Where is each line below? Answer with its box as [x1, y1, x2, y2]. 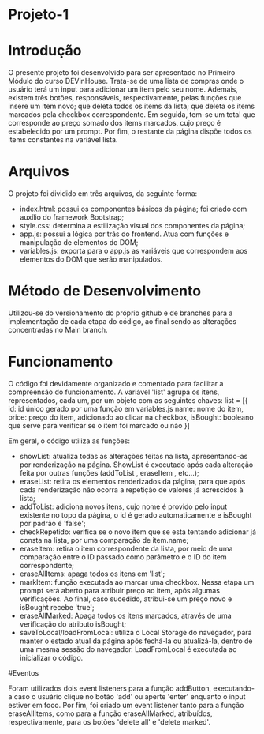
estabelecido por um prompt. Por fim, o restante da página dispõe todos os [8, 126, 252, 136]
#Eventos [8, 668, 39, 677]
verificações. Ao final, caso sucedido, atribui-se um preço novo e [19, 594, 232, 604]
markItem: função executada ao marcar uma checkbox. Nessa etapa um [19, 577, 255, 586]
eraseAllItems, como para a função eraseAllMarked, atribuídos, [8, 709, 213, 718]
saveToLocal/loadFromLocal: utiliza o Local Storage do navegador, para [19, 627, 252, 637]
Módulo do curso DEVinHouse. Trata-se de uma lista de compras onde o [8, 77, 244, 86]
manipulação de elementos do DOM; [19, 238, 139, 247]
